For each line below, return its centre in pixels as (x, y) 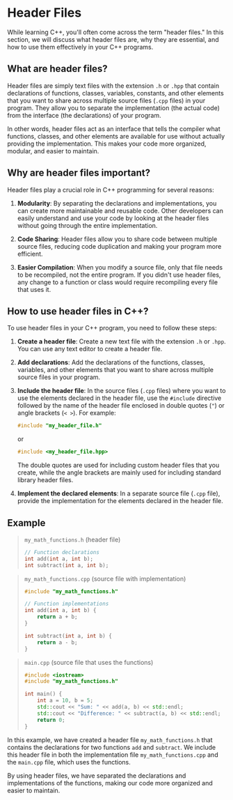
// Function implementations (66, 604)
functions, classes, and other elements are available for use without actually (116, 136)
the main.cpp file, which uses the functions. (69, 762)
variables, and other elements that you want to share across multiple (115, 370)
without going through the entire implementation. (87, 225)
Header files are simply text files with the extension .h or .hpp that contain (113, 86)
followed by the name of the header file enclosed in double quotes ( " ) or (121, 406)
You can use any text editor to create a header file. (90, 349)
